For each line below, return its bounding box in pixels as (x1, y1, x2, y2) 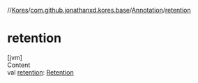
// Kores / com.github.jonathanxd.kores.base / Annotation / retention (7, 6, 191, 14)
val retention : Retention (7, 68, 75, 76)
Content (7, 61, 31, 69)
